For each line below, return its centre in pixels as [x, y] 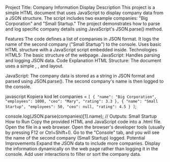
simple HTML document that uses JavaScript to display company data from [84, 13]
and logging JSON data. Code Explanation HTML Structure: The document [83, 60]
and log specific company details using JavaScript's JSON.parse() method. [84, 29]
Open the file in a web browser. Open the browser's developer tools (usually [85, 127]
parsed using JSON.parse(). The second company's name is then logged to [84, 81]
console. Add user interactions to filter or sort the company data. [73, 154]
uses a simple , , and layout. [34, 66]
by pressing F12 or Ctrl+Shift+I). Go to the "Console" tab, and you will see [82, 132]
